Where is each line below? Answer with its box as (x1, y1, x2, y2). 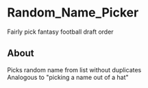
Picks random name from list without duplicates (7, 65, 142, 74)
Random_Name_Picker (7, 5, 139, 21)
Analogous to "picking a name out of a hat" (7, 73, 129, 81)
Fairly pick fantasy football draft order (7, 27, 114, 36)
